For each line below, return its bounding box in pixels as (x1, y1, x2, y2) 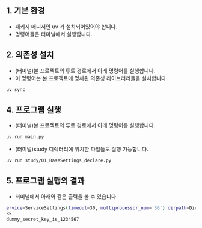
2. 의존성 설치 (6, 50, 54, 60)
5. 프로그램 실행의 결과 (6, 176, 85, 186)
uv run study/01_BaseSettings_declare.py (6, 157, 112, 164)
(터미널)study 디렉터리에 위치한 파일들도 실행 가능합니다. (14, 145, 148, 153)
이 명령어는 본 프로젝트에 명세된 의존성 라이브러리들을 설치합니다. (14, 74, 168, 81)
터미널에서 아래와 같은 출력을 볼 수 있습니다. (14, 192, 118, 200)
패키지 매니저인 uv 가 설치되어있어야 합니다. (14, 23, 118, 30)
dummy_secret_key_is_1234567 (6, 216, 79, 222)
